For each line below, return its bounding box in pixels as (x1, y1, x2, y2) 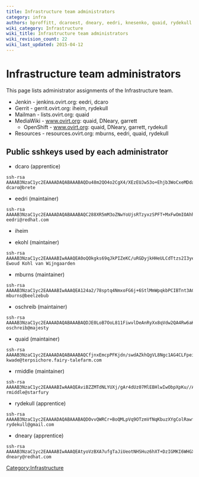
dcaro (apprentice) (14, 162, 61, 169)
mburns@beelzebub (6, 293, 49, 299)
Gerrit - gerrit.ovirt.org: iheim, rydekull (14, 104, 108, 111)
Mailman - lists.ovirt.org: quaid (14, 111, 89, 118)
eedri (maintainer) (14, 195, 59, 202)
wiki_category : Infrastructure (6, 25, 84, 31)
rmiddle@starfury (6, 389, 49, 395)
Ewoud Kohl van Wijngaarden (6, 260, 76, 267)
